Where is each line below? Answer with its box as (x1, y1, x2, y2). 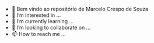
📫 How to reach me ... (11, 31, 66, 37)
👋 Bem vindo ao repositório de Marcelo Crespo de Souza (11, 6, 149, 12)
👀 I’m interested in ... (11, 12, 61, 19)
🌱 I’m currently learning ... (11, 18, 74, 24)
